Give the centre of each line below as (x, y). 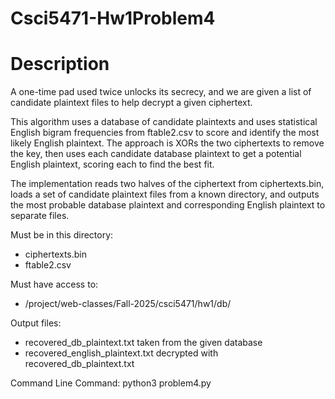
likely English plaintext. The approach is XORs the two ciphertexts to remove (167, 143)
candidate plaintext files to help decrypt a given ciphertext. (131, 103)
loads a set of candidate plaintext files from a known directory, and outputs (165, 194)
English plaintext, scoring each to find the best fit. (112, 164)
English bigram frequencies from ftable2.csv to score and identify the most (165, 133)
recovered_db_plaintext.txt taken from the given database (143, 343)
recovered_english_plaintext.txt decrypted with (121, 353)
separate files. (40, 216)
